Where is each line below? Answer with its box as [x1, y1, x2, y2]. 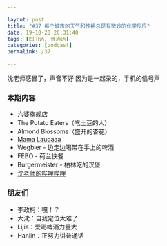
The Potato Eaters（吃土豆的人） [17, 119, 111, 127]
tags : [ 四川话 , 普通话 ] [7, 35, 70, 42]
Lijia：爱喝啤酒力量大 [17, 223, 77, 231]
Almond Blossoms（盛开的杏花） [17, 127, 112, 135]
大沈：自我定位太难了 [17, 214, 78, 222]
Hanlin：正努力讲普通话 [17, 231, 84, 239]
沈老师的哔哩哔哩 [17, 169, 66, 178]
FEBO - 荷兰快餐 [17, 152, 64, 160]
